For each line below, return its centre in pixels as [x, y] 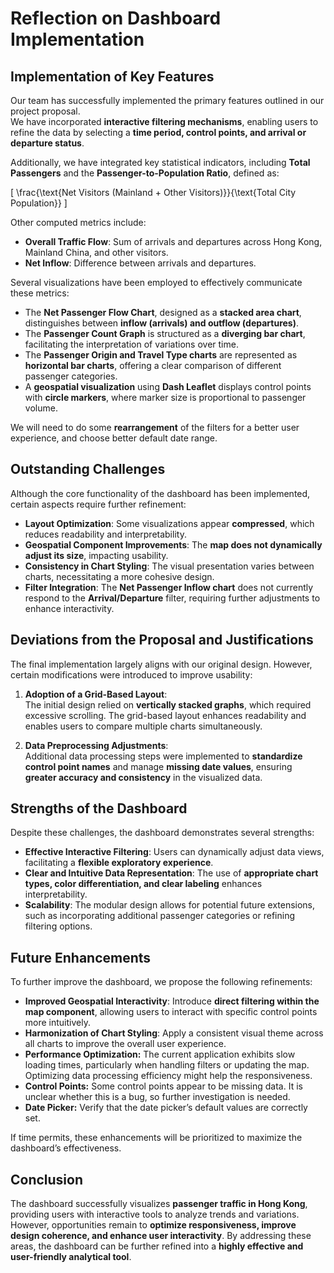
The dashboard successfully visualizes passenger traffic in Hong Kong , [159, 1204]
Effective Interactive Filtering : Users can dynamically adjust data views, [174, 852]
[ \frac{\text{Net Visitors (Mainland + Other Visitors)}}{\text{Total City [153, 192]
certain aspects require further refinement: [98, 504]
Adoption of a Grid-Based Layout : [96, 694]
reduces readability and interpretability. [105, 534]
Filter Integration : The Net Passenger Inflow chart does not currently [169, 587]
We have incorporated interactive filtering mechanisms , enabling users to [164, 121]
